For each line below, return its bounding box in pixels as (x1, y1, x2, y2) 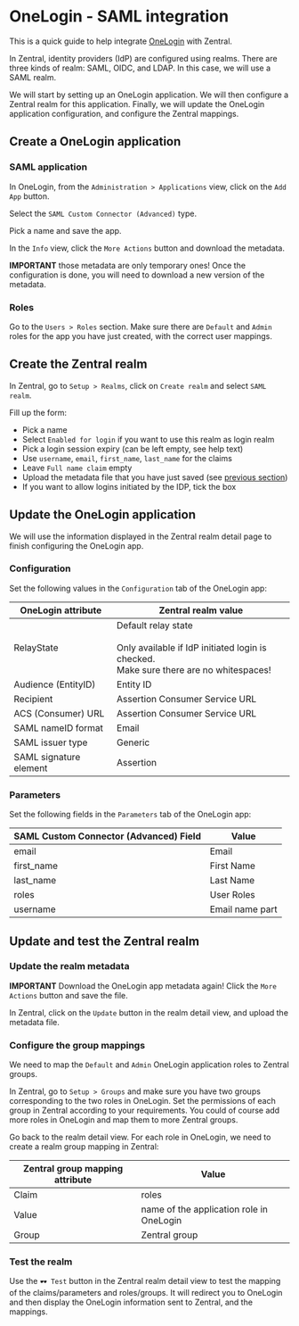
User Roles (209, 889, 255, 901)
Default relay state (117, 618, 193, 631)
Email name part (209, 903, 278, 916)
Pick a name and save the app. (9, 225, 122, 236)
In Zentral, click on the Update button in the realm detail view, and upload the (9, 1007, 289, 1018)
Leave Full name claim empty (21, 462, 133, 473)
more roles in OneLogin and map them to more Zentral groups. (9, 1115, 238, 1125)
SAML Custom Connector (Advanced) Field (13, 830, 202, 842)
